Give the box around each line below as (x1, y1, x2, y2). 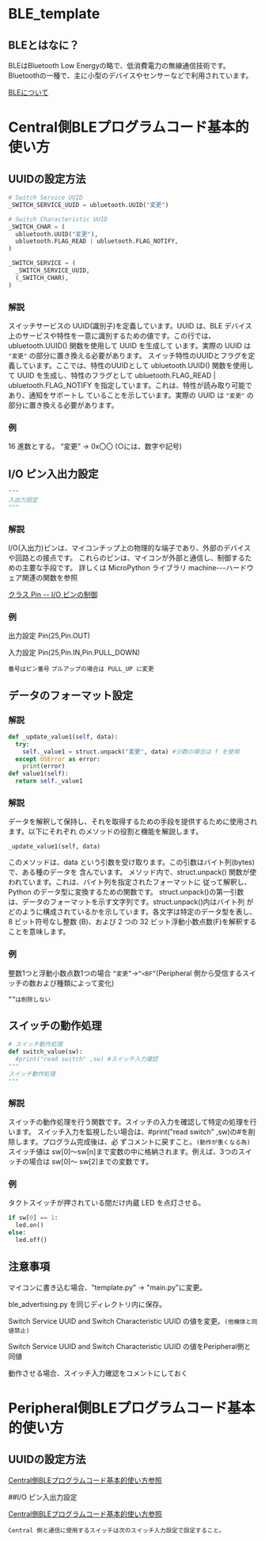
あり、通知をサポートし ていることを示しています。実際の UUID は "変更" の (8, 390, 255, 400)
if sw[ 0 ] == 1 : (8, 1214, 59, 1222)
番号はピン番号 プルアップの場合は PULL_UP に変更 (8, 665, 154, 673)
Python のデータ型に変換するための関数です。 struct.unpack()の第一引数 (8, 887, 244, 897)
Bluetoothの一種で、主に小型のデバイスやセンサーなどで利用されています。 (8, 71, 253, 80)
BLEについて (8, 88, 49, 97)
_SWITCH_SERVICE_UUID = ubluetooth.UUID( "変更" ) (8, 201, 169, 209)
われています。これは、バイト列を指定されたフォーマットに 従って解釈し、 (8, 877, 252, 887)
